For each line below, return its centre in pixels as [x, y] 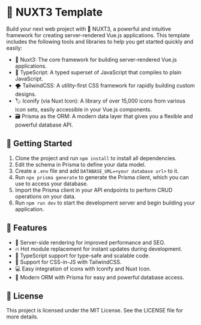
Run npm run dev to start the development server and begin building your [105, 203]
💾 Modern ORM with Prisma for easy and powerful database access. [100, 277]
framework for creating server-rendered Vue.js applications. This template [98, 35]
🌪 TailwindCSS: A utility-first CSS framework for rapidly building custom [105, 85]
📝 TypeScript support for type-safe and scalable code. [82, 255]
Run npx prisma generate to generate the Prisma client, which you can [102, 177]
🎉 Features [27, 228]
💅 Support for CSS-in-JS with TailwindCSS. [68, 262]
